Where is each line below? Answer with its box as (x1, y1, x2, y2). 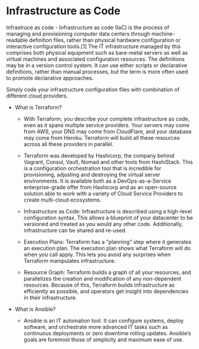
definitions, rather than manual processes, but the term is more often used (6, 68, 188, 75)
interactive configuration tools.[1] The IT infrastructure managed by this (6, 43, 181, 50)
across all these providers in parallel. (23, 140, 114, 147)
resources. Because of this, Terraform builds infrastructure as (23, 281, 175, 288)
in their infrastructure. (23, 294, 77, 301)
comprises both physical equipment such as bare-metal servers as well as (6, 49, 188, 56)
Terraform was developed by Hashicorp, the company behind (23, 152, 175, 159)
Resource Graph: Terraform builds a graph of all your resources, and (23, 269, 191, 276)
